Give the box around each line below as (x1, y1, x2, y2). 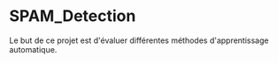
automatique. (9, 44, 58, 54)
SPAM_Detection (9, 6, 136, 26)
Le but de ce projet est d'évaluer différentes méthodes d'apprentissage (9, 35, 269, 45)
